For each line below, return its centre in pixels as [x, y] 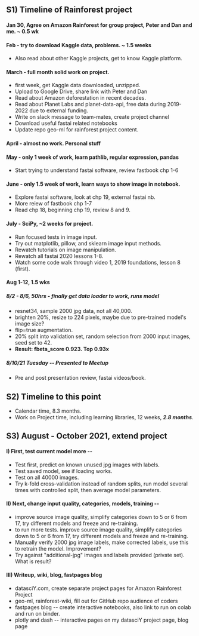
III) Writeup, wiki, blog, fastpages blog [54, 575]
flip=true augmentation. [44, 330]
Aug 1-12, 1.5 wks [28, 282]
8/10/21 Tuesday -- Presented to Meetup [57, 362]
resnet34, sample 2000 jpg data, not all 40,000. [73, 311]
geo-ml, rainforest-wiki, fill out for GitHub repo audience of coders [96, 601]
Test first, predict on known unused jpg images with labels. [87, 465]
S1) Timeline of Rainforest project [69, 10]
